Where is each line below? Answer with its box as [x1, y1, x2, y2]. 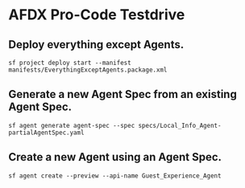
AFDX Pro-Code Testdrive [8, 6, 185, 24]
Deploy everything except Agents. [8, 38, 185, 51]
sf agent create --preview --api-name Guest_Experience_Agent [8, 171, 222, 180]
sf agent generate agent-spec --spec [8, 121, 135, 129]
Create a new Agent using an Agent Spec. [8, 150, 222, 164]
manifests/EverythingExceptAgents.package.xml [8, 66, 168, 74]
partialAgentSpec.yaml [8, 129, 85, 137]
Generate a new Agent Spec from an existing [8, 88, 238, 101]
